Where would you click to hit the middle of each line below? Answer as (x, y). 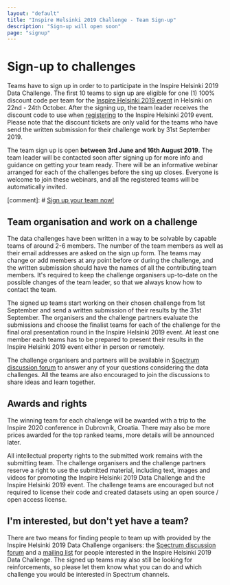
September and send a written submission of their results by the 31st (104, 310)
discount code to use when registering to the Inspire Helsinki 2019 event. (110, 115)
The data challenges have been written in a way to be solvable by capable (112, 238)
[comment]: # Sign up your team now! (61, 200)
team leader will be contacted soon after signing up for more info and (105, 158)
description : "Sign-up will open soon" (64, 26)
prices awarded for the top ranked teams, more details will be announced (111, 435)
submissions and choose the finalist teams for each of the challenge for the (114, 325)
